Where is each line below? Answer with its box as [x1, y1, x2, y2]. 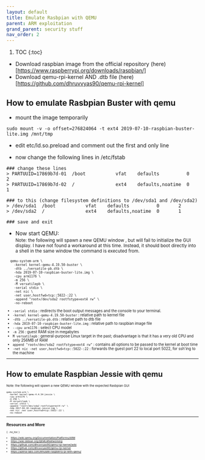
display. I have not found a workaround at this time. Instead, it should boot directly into [15, 242, 196, 248]
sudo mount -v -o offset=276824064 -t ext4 [6, 125, 119, 132]
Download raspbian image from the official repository [15, 61, 149, 68]
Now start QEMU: [15, 229, 60, 237]
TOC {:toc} [15, 48, 43, 56]
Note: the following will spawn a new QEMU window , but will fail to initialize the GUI [15, 237, 191, 243]
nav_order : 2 [6, 32, 40, 38]
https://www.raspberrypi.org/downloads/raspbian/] [17, 67, 146, 74]
